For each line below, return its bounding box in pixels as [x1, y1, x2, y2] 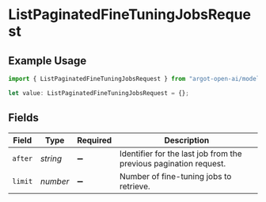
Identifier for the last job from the [119, 148, 243, 159]
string [40, 153, 62, 164]
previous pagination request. [119, 158, 226, 169]
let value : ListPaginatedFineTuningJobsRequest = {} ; [8, 89, 190, 97]
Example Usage [8, 54, 87, 67]
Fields [8, 111, 40, 124]
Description [164, 135, 210, 146]
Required [76, 135, 112, 146]
